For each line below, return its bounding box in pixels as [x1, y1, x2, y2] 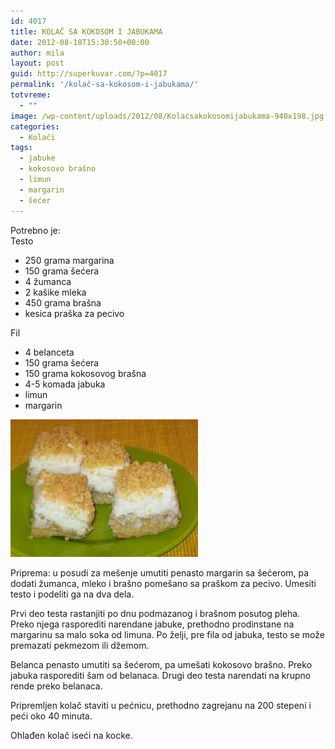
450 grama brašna [24, 296, 102, 309]
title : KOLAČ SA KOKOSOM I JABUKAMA [10, 26, 163, 37]
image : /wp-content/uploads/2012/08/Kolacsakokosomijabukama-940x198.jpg [10, 111, 325, 121]
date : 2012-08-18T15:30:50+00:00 [10, 37, 150, 47]
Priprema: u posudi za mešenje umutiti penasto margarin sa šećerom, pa [10, 566, 310, 579]
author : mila [10, 48, 65, 58]
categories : [10, 121, 60, 132]
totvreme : [10, 90, 52, 100]
